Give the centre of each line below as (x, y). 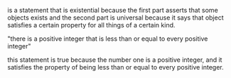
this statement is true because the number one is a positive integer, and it (115, 60)
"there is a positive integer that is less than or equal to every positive (108, 39)
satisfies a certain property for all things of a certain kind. (91, 25)
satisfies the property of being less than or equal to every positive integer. (116, 67)
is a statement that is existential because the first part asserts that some (113, 10)
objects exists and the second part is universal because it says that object (116, 18)
